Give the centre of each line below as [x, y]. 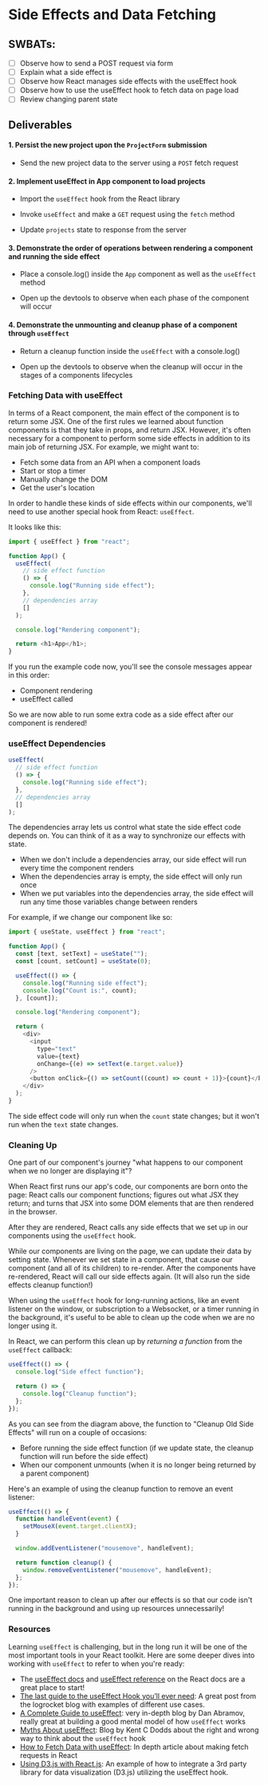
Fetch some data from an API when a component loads [110, 462]
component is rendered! [48, 723]
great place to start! [52, 1687]
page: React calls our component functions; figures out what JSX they [124, 1195]
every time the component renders [77, 868]
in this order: [29, 675]
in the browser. [33, 1212]
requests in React [49, 1755]
